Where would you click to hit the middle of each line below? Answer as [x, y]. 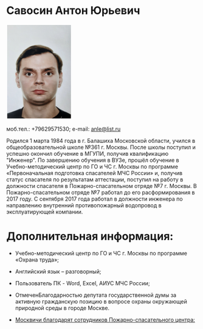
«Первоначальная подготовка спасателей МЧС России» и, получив [95, 173]
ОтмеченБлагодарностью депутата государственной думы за [96, 295]
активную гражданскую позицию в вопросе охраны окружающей [101, 301]
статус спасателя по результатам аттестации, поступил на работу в [95, 179]
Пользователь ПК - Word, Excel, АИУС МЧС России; [82, 283]
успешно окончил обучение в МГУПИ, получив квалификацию [88, 153]
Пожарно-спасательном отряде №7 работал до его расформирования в [101, 192]
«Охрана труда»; [37, 260]
